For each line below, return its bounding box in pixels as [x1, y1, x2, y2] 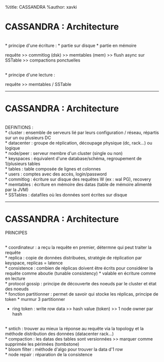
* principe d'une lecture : [5, 72, 55, 78]
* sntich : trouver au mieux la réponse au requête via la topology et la [5, 325, 144, 331]
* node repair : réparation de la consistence [5, 351, 93, 357]
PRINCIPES [5, 230, 28, 235]
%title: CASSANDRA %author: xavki [5, 4, 77, 10]
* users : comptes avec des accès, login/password [5, 171, 107, 177]
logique [5, 145, 20, 151]
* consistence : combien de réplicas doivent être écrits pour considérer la [5, 265, 153, 271]
